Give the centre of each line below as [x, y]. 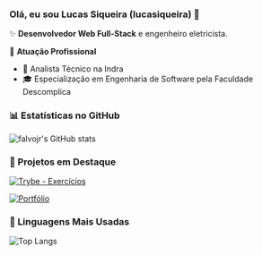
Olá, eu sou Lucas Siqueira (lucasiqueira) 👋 [105, 14]
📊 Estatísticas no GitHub [65, 115]
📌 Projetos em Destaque [63, 162]
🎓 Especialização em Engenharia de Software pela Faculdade [138, 79]
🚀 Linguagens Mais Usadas [70, 221]
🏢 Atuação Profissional [53, 52]
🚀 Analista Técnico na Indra [73, 69]
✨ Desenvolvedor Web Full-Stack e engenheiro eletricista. [119, 34]
